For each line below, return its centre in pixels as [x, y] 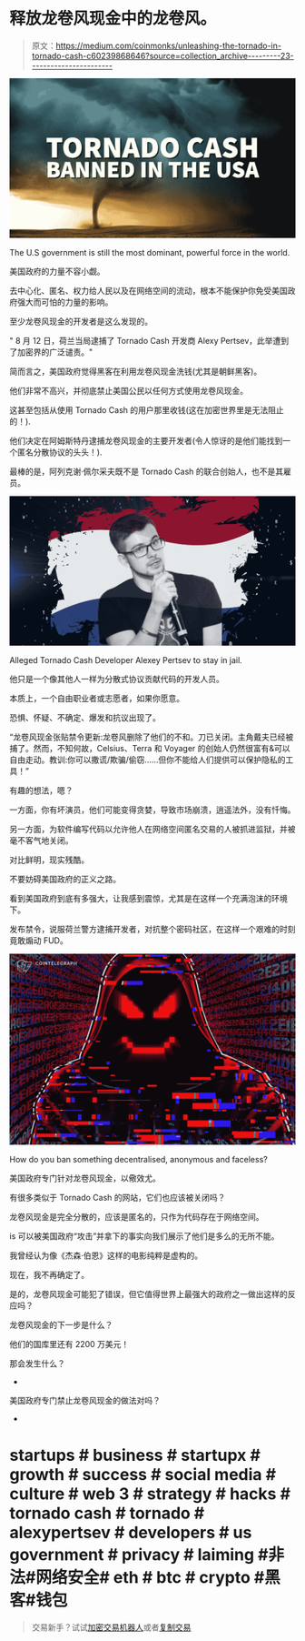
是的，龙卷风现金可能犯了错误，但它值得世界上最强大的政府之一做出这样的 [148, 1294]
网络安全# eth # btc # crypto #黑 [158, 1578]
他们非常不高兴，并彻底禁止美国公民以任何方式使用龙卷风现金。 [128, 390]
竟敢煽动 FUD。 [39, 941]
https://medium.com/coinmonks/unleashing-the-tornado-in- [168, 45]
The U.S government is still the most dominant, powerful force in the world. [150, 252]
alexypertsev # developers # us [131, 1533]
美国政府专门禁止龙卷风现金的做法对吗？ [85, 1400]
